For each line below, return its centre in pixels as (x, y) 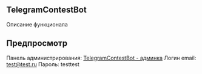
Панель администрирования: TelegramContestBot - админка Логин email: (101, 58)
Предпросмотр (37, 44)
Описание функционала (37, 24)
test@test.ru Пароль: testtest (43, 64)
